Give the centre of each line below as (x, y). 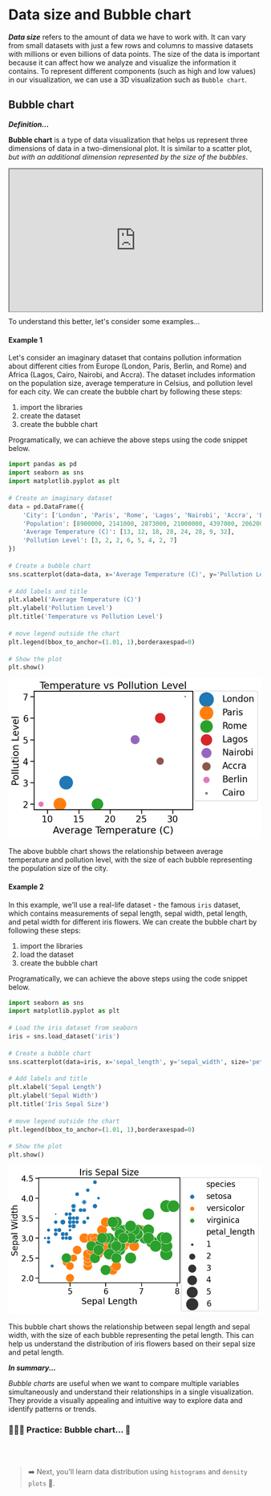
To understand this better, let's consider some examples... (104, 322)
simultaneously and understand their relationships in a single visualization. (131, 1392)
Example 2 (26, 886)
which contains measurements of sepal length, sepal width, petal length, (128, 913)
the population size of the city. (59, 868)
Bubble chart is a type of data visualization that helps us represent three (128, 140)
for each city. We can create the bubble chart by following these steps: (125, 392)
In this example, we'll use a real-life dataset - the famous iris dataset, (124, 905)
